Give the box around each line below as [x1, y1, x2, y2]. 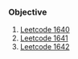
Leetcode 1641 [19, 33, 68, 43]
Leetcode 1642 [19, 42, 70, 52]
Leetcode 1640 [19, 25, 70, 35]
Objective [8, 6, 47, 18]
